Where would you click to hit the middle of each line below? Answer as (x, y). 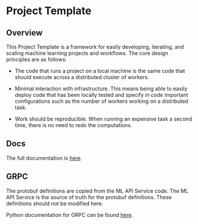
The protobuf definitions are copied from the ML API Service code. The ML (97, 191)
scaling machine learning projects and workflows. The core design (87, 53)
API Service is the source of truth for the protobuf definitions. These (89, 197)
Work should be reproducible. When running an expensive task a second (103, 119)
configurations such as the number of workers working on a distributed (101, 101)
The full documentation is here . (44, 158)
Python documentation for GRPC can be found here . (70, 215)
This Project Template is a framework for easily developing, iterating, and (95, 47)
